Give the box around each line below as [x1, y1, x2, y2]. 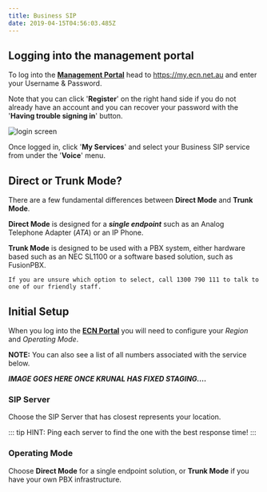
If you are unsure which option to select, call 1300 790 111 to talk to [8, 276, 260, 284]
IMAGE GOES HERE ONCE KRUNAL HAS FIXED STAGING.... [8, 373, 207, 383]
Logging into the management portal [8, 49, 194, 63]
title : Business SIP [8, 11, 78, 20]
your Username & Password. [8, 79, 102, 88]
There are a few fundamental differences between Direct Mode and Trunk [8, 196, 253, 205]
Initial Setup [8, 304, 70, 318]
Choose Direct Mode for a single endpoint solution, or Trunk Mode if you [8, 466, 249, 475]
